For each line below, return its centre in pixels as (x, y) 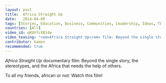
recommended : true (24, 46)
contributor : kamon (25, 42)
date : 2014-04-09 (25, 19)
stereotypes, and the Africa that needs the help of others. (64, 66)
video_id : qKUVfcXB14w (28, 33)
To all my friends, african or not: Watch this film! (54, 75)
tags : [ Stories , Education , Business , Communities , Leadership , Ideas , (80, 23)
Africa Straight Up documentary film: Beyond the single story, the (72, 60)
